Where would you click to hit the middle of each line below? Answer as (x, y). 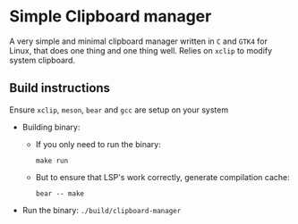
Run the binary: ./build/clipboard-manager (102, 210)
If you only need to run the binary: (98, 144)
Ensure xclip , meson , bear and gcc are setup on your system (119, 110)
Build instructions (60, 88)
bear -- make (60, 194)
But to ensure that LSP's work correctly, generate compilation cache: (162, 177)
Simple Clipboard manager (111, 17)
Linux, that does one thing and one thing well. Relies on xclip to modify (141, 50)
